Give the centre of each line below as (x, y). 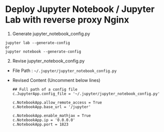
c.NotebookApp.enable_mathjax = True (52, 115)
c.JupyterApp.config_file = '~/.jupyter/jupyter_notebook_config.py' (86, 93)
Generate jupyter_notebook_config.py (51, 33)
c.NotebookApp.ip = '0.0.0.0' (44, 120)
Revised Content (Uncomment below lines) (56, 80)
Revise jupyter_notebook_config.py (48, 60)
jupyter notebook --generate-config (43, 51)
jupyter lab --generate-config (38, 43)
